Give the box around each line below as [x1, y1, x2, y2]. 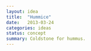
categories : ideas [6, 25, 51, 31]
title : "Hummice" [6, 14, 51, 20]
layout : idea [6, 8, 38, 15]
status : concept [6, 30, 46, 36]
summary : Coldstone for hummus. [6, 36, 86, 42]
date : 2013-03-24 [6, 19, 54, 25]
